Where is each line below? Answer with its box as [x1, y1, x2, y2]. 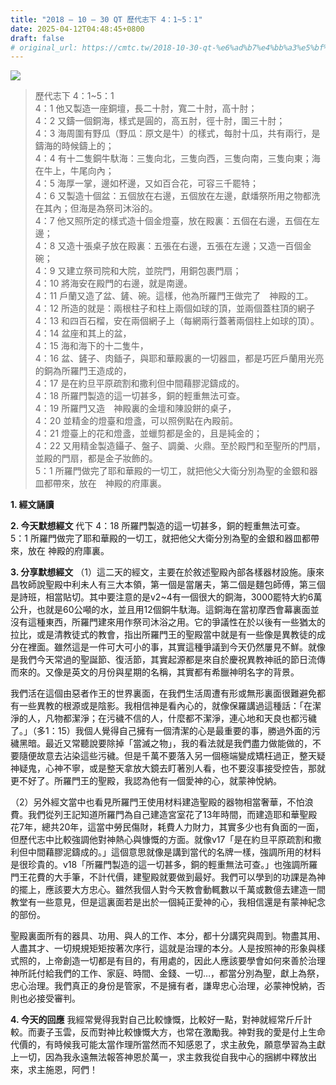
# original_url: [10, 42, 78, 53]
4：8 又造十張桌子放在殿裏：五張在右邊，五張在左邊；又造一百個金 [34, 240, 312, 252]
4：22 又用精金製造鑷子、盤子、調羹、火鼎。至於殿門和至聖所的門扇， [34, 440, 326, 452]
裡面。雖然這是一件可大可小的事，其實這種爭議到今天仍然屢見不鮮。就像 [27, 641, 326, 653]
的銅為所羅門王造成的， [34, 365, 132, 377]
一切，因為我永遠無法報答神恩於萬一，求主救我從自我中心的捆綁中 [18, 1051, 291, 1063]
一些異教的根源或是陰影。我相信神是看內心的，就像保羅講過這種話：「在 [18, 700, 313, 712]
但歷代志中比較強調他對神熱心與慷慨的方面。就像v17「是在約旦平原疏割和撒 [10, 834, 322, 846]
